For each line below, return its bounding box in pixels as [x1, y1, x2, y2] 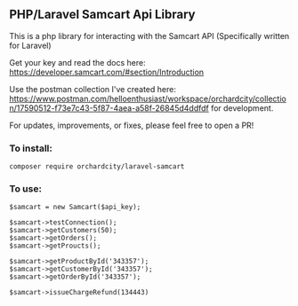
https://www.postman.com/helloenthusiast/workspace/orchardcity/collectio [9, 93, 286, 104]
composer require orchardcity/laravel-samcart [9, 162, 185, 171]
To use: [9, 183, 43, 195]
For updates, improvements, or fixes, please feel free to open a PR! [9, 120, 254, 130]
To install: [9, 142, 53, 154]
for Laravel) [9, 40, 52, 51]
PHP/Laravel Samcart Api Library [9, 7, 196, 22]
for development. [210, 102, 274, 114]
